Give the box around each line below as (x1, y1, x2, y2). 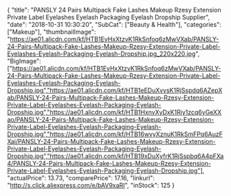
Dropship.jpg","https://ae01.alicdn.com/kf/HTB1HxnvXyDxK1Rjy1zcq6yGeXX (7, 108, 222, 116)
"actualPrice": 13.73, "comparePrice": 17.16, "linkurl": (7, 174, 155, 182)
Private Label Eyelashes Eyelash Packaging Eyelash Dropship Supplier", (7, 13, 210, 21)
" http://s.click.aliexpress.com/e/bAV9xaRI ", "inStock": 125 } (7, 182, 175, 189)
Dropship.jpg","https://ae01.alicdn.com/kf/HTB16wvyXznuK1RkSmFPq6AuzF (7, 130, 223, 138)
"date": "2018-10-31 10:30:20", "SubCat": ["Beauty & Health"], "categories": (7, 21, 221, 28)
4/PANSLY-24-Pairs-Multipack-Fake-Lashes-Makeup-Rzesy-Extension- (7, 160, 212, 167)
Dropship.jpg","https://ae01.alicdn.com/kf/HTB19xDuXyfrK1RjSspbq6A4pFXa (7, 152, 224, 160)
